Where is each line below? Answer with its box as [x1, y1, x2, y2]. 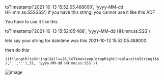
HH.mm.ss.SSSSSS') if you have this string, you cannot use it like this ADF [5, 9, 156, 15]
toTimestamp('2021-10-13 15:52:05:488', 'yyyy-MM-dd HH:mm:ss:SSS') [5, 28, 151, 34]
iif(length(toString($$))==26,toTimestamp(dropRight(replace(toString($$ [5, 57, 160, 61]
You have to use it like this [5, 19, 58, 24]
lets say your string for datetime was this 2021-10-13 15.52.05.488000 [5, 38, 147, 43]
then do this [5, 47, 29, 53]
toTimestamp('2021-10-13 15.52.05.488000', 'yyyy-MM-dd [5, 4, 124, 10]
